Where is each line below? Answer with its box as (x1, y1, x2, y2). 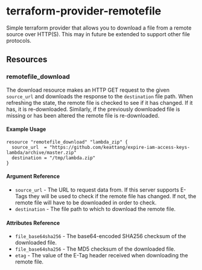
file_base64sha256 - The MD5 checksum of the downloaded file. (14, 245, 176, 253)
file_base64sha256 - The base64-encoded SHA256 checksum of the (14, 233, 186, 240)
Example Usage (6, 125, 46, 133)
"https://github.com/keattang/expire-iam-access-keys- (49, 144, 190, 150)
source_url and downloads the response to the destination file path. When (6, 92, 193, 100)
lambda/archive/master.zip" (6, 149, 77, 155)
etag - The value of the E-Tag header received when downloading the (14, 252, 188, 259)
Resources (6, 54, 48, 64)
